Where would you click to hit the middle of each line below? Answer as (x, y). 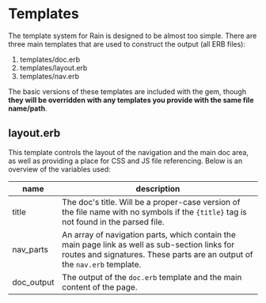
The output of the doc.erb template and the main (152, 277)
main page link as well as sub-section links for (148, 244)
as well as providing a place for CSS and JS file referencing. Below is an (125, 161)
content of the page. (100, 287)
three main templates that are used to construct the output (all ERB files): (127, 44)
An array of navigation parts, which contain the (149, 234)
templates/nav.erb (49, 76)
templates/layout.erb (53, 67)
